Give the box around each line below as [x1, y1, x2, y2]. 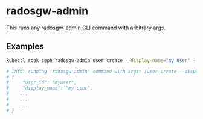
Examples [6, 41, 44, 52]
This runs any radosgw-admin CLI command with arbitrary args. [6, 24, 166, 31]
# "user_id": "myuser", [6, 79, 77, 85]
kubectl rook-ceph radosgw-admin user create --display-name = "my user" [6, 57, 190, 64]
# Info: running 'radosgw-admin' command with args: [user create [6, 68, 177, 75]
